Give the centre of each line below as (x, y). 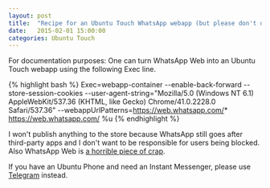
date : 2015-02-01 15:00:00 (57, 30)
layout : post (30, 16)
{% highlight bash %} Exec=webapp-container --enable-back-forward (125, 85)
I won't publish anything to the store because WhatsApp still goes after (126, 134)
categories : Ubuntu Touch (51, 38)
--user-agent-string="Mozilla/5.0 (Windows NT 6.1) (170, 94)
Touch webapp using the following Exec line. (82, 70)
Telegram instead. (38, 175)
